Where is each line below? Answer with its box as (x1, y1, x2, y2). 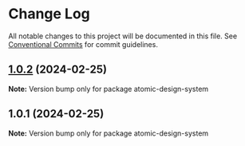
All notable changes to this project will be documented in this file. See (8, 31, 238, 41)
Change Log (8, 5, 90, 23)
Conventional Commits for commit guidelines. (8, 39, 158, 49)
